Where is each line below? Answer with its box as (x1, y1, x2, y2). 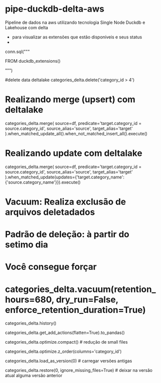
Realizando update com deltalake (5, 148, 143, 159)
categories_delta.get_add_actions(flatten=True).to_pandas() (5, 330, 125, 336)
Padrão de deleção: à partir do (5, 229, 130, 240)
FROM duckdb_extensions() (5, 58, 61, 64)
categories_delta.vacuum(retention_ (5, 283, 156, 295)
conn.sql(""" (5, 49, 30, 54)
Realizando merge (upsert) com (5, 94, 136, 105)
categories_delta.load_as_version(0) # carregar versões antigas (5, 358, 132, 364)
